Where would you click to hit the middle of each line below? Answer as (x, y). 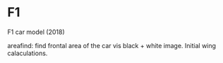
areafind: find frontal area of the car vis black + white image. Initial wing (112, 45)
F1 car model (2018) (36, 32)
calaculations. (28, 53)
